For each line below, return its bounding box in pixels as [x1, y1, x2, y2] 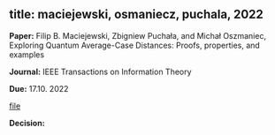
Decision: [9, 117, 46, 128]
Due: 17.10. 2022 [9, 83, 69, 94]
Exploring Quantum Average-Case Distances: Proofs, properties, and [9, 40, 261, 50]
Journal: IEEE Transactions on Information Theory [9, 66, 192, 77]
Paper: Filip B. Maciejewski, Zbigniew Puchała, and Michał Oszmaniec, [9, 30, 267, 41]
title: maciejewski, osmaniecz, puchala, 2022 [9, 7, 264, 22]
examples [9, 49, 45, 60]
